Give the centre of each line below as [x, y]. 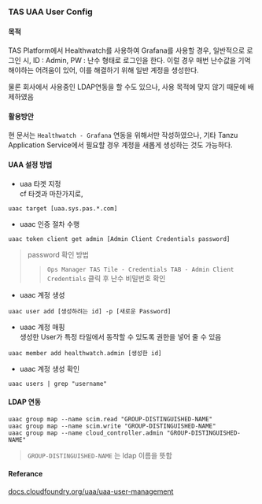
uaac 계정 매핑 [42, 327]
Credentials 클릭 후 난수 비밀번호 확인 [106, 278]
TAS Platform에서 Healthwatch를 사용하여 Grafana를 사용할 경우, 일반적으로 [127, 50]
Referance [26, 474]
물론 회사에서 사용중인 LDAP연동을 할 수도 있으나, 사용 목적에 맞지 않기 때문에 [127, 87]
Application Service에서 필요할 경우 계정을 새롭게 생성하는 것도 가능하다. [121, 145]
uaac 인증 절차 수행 [50, 224]
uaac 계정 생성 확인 [50, 369]
